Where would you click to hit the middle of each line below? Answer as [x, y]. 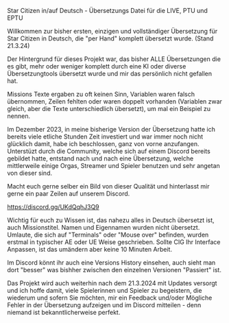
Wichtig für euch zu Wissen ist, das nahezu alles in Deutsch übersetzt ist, [111, 220]
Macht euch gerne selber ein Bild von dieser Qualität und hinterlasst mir [108, 186]
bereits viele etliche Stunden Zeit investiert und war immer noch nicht [105, 136]
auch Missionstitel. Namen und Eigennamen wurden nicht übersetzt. [104, 227]
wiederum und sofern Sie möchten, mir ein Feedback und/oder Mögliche [110, 298]
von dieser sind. [30, 173]
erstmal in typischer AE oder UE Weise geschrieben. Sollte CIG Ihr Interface [114, 242]
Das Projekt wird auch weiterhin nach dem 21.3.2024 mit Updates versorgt [112, 283]
